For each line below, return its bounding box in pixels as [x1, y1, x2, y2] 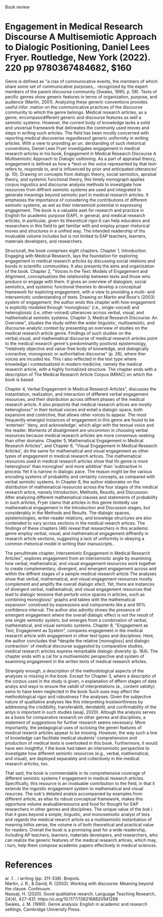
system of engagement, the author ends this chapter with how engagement [5, 299, 156, 305]
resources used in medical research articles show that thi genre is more [5, 458, 148, 464]
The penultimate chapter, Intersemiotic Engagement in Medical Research [5, 550, 150, 556]
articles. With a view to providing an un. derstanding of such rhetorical [5, 140, 146, 146]
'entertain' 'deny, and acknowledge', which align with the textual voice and [5, 422, 154, 428]
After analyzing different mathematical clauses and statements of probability [5, 494, 158, 500]
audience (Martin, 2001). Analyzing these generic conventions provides [5, 99, 148, 105]
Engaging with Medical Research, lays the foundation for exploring [5, 252, 138, 259]
